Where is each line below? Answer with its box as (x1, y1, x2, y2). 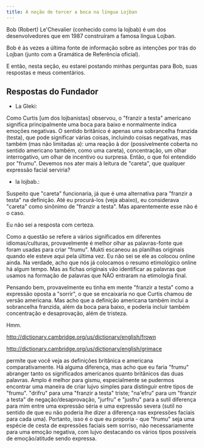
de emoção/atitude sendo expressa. (6, 435, 97, 443)
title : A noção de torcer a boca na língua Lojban (6, 9, 138, 15)
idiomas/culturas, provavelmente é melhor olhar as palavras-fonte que (6, 239, 183, 247)
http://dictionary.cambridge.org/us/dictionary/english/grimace (6, 345, 163, 353)
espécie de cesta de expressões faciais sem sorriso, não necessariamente (6, 422, 194, 429)
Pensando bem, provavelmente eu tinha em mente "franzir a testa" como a (6, 284, 194, 291)
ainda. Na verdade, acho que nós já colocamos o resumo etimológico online (6, 259, 197, 266)
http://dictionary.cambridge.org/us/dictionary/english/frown (6, 333, 157, 341)
